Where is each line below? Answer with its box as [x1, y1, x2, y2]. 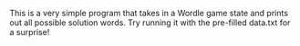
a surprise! [9, 27, 50, 37]
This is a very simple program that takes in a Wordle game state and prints [9, 8, 289, 18]
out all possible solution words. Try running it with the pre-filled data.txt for [9, 17, 291, 28]
